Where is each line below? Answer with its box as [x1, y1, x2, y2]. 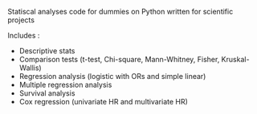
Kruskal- [221, 55, 250, 64]
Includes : [7, 31, 40, 40]
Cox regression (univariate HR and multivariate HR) [18, 97, 188, 106]
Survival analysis [18, 88, 75, 98]
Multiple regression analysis [18, 80, 112, 89]
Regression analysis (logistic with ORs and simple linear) [18, 72, 206, 81]
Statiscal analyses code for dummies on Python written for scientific [7, 7, 234, 16]
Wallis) [18, 63, 42, 73]
